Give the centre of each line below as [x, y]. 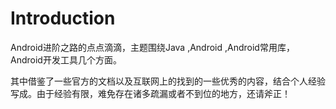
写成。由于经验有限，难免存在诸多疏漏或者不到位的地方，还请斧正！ [150, 93]
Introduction [63, 18]
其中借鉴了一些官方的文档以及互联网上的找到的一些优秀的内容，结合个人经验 [168, 81]
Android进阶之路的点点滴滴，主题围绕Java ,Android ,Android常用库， [152, 47]
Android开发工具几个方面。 [66, 59]
